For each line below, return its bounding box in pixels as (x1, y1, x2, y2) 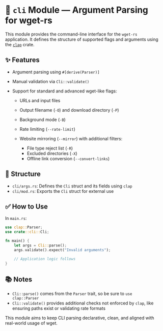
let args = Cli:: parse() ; (14, 243, 67, 248)
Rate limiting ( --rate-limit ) (19, 126, 76, 132)
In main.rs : (5, 215, 27, 221)
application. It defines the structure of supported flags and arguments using (5, 36, 159, 42)
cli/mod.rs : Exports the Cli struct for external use (12, 188, 114, 194)
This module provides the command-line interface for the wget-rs (5, 31, 137, 37)
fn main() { (5, 239, 29, 243)
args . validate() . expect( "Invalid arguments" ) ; (14, 247, 111, 252)
